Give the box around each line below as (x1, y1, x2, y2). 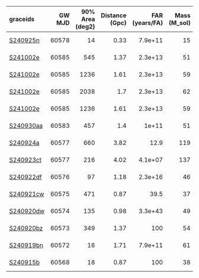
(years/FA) (132, 19, 163, 27)
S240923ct (9, 156, 41, 164)
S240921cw (9, 190, 44, 198)
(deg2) (75, 23, 95, 30)
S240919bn (9, 241, 43, 249)
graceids (9, 15, 35, 23)
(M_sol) (168, 19, 191, 27)
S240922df (9, 173, 43, 181)
